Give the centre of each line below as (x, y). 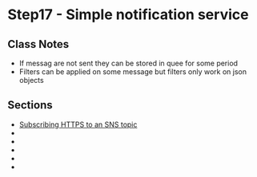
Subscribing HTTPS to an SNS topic (78, 124)
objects (32, 80)
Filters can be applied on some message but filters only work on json (133, 72)
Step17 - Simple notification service (128, 15)
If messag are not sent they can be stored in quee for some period (128, 63)
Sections (30, 105)
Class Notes (38, 44)
